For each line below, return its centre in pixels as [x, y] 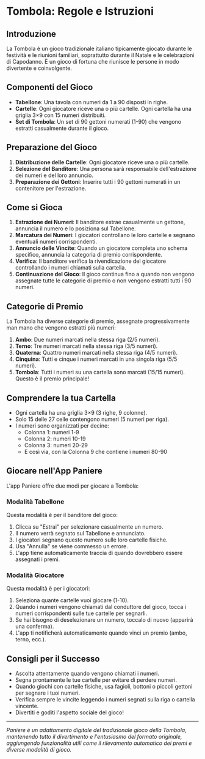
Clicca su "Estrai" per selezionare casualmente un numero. [89, 527]
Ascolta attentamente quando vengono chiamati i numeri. [87, 674]
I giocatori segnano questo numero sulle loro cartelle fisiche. [91, 540]
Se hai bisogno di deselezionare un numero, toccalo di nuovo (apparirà [104, 620]
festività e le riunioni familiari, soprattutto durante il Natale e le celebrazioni [100, 55]
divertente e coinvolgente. [39, 68]
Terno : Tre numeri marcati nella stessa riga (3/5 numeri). [86, 346]
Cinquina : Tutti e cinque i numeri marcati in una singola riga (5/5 [96, 359]
